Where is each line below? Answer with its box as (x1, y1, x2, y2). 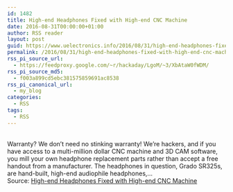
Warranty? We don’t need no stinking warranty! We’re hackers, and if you (7, 139, 216, 148)
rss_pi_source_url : (7, 55, 64, 62)
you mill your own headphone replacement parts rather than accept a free (7, 154, 218, 163)
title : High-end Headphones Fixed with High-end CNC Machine (7, 17, 188, 24)
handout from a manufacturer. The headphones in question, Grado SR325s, (7, 162, 223, 170)
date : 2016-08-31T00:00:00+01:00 (7, 23, 104, 30)
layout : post (7, 36, 45, 43)
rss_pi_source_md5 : (7, 68, 64, 75)
